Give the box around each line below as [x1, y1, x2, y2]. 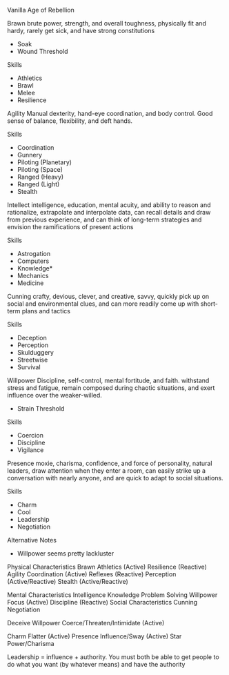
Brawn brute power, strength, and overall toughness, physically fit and [7, 19, 207, 27]
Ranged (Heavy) [17, 173, 64, 181]
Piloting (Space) [17, 166, 63, 173]
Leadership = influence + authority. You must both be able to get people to [7, 653, 219, 661]
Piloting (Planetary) [17, 158, 72, 166]
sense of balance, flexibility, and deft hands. [7, 117, 133, 125]
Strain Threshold [17, 404, 65, 413]
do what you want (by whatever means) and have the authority [7, 661, 186, 668]
